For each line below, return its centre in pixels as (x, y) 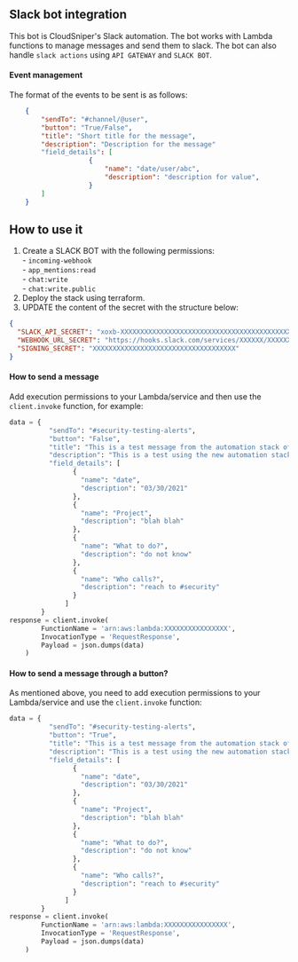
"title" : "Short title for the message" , (119, 136)
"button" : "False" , (85, 438)
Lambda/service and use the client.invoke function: (106, 702)
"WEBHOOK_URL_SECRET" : (59, 341)
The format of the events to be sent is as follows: (98, 95)
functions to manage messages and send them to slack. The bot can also (143, 45)
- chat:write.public (59, 288)
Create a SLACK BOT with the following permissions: (118, 251)
